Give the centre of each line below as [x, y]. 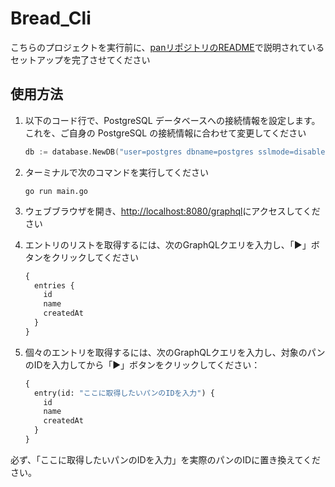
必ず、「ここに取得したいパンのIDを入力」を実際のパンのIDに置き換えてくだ [166, 459]
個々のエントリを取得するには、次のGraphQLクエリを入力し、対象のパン [175, 352]
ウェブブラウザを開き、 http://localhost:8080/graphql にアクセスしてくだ [172, 211]
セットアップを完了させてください [80, 59]
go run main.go [56, 191]
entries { [54, 285]
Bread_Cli [51, 18]
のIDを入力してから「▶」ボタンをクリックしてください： [142, 364]
